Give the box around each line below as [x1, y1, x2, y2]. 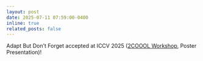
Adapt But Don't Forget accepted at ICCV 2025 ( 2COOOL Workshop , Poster [6, 42, 197, 50]
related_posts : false [6, 25, 62, 32]
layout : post [6, 8, 40, 15]
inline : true [6, 20, 40, 26]
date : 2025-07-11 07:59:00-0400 [6, 14, 88, 21]
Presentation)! [6, 49, 42, 56]
